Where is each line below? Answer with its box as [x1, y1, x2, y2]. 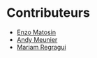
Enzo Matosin [16, 28, 57, 36]
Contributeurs [6, 5, 90, 21]
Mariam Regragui [16, 43, 67, 51]
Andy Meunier [16, 35, 58, 43]
